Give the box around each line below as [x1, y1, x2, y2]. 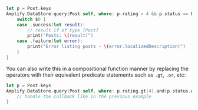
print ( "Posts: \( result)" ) [27, 33, 94, 39]
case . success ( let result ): [16, 22, 85, 27]
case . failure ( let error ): [16, 38, 83, 44]
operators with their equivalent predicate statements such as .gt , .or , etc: [6, 71, 186, 78]
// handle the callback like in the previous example [16, 94, 151, 99]
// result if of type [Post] [27, 27, 99, 33]
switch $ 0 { [16, 16, 46, 22]
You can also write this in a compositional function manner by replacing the [6, 65, 189, 72]
